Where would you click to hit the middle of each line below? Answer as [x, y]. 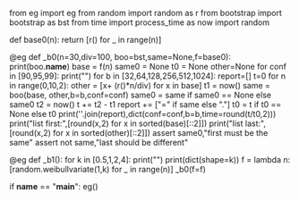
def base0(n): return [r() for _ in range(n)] [85, 40]
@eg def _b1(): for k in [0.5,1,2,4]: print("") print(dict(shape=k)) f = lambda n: [150, 159]
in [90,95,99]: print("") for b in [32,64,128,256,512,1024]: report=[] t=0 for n [148, 76]
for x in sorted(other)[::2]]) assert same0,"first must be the [161, 133]
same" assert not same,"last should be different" [99, 142]
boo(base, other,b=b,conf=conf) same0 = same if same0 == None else [140, 95]
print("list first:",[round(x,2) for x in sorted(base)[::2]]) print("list [126, 123]
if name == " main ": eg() [54, 186]
